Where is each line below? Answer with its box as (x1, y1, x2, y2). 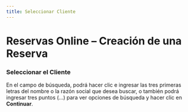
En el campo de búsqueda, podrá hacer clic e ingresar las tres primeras (6, 81, 181, 89)
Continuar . (6, 100, 33, 107)
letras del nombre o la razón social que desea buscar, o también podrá (6, 88, 180, 95)
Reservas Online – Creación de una (6, 34, 182, 47)
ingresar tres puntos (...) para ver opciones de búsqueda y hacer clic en (6, 94, 183, 101)
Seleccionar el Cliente (6, 68, 71, 76)
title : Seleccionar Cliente (6, 8, 76, 15)
